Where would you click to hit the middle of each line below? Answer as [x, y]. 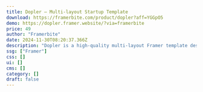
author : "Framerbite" [34, 34]
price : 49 [19, 29]
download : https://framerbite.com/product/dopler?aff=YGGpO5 [85, 18]
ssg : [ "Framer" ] [27, 51]
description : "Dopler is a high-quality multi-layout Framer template [97, 46]
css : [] [16, 57]
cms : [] [16, 68]
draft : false [23, 79]
